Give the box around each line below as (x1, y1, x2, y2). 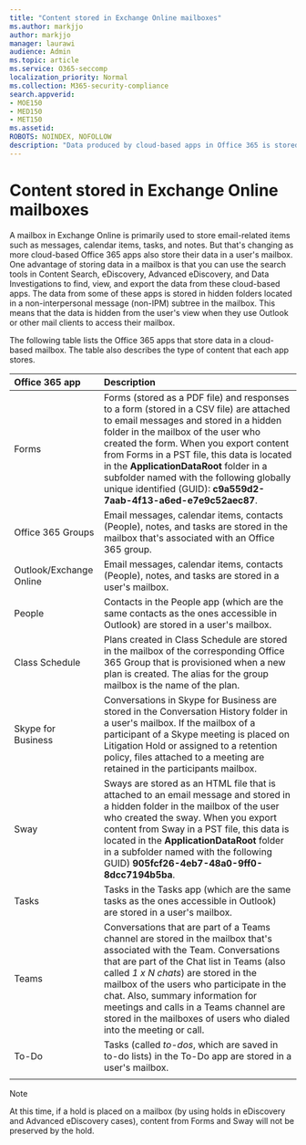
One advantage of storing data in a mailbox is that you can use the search (9, 258, 287, 269)
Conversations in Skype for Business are (103, 693, 278, 706)
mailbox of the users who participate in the (103, 978, 287, 991)
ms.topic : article (9, 56, 79, 65)
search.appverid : (9, 89, 76, 99)
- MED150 (9, 107, 43, 116)
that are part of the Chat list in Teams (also (103, 955, 286, 968)
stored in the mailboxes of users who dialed (103, 1012, 291, 1024)
